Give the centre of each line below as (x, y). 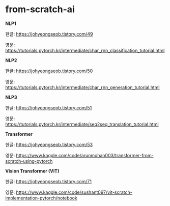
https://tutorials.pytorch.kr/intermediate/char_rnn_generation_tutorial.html (82, 87)
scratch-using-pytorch (29, 161)
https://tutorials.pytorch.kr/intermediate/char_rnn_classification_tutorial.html (85, 50)
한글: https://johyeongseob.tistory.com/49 (49, 34)
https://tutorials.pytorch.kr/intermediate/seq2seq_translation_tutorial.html (82, 124)
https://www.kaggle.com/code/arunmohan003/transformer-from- (85, 155)
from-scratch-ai (40, 9)
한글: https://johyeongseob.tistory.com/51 (49, 107)
